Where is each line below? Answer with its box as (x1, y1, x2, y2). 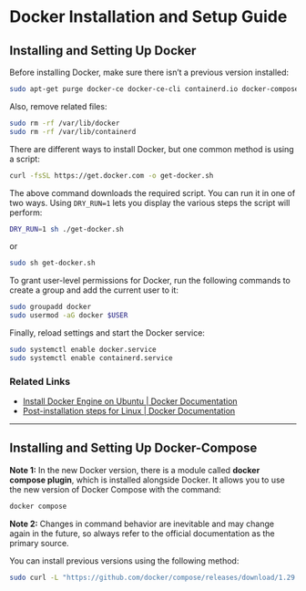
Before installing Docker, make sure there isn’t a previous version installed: (9, 67, 290, 78)
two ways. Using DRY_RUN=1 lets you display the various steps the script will (9, 197, 291, 208)
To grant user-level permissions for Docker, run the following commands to (9, 275, 291, 286)
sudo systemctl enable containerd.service (9, 353, 173, 362)
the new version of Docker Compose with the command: (9, 483, 221, 494)
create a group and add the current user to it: (9, 285, 179, 295)
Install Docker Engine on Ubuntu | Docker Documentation (22, 396, 239, 407)
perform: (9, 207, 43, 218)
